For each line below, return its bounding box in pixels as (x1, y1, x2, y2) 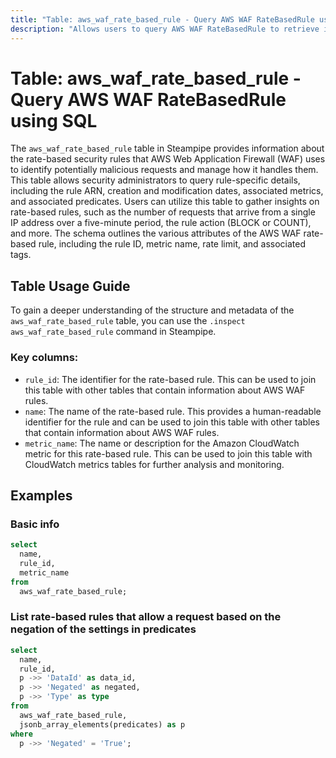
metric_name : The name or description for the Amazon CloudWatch (24, 437, 300, 449)
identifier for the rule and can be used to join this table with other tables (24, 416, 320, 428)
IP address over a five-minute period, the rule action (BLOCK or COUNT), (10, 217, 312, 229)
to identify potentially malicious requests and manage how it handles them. (10, 164, 319, 176)
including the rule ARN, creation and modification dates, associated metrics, (10, 185, 324, 197)
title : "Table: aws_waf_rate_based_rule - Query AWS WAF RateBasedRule (10, 14, 315, 25)
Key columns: (10, 351, 79, 365)
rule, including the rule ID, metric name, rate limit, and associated (38, 238, 307, 250)
